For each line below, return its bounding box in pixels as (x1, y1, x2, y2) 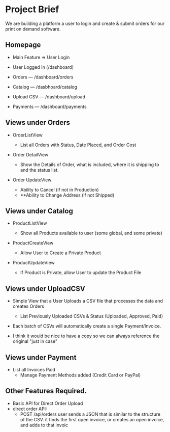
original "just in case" (12, 338, 57, 344)
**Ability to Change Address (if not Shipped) (20, 192, 115, 198)
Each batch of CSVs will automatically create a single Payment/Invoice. (12, 323, 161, 329)
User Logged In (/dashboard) (12, 64, 74, 70)
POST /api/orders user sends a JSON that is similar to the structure (20, 411, 161, 417)
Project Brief (5, 4, 59, 15)
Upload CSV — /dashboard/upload (12, 93, 85, 100)
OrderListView (12, 131, 43, 138)
